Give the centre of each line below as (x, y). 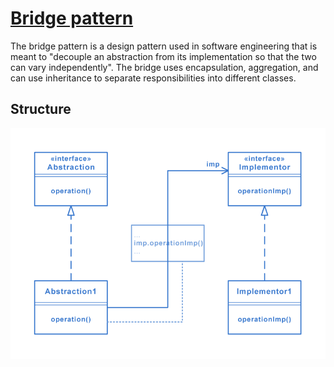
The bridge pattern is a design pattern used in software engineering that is (164, 46)
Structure (41, 109)
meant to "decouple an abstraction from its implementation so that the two (163, 56)
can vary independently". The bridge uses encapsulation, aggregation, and (164, 67)
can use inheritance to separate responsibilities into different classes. (153, 78)
